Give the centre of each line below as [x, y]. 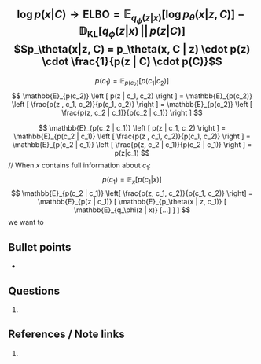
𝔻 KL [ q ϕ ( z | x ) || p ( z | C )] [132, 32]
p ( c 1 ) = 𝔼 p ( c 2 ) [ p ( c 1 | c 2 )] [132, 82]
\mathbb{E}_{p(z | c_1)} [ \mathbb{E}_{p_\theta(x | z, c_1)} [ [132, 202]
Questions [34, 290]
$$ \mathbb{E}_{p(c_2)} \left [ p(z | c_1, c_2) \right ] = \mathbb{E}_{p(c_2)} [132, 96]
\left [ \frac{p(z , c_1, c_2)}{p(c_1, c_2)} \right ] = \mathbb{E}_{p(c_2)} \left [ [132, 104]
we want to [26, 222]
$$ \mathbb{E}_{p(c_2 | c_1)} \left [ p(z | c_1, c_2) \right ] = [132, 127]
